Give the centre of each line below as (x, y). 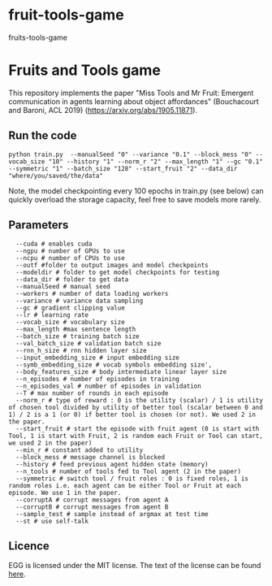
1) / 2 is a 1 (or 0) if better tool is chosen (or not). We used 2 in (132, 415)
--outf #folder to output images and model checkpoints (112, 265)
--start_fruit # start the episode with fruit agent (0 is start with (138, 428)
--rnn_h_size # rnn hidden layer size (82, 350)
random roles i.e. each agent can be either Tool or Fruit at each (125, 485)
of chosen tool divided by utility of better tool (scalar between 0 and (136, 407)
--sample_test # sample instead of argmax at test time (112, 514)
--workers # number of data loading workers (92, 293)
